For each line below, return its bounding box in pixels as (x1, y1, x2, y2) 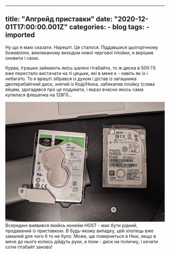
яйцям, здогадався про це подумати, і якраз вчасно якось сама (5, 86, 144, 92)
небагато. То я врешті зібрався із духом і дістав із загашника (5, 76, 137, 82)
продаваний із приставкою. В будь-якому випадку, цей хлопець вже (5, 228, 154, 234)
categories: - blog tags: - (69, 23, 150, 31)
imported (5, 31, 35, 40)
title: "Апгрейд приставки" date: (5, 15, 113, 23)
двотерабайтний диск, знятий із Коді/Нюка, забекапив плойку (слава (5, 81, 155, 87)
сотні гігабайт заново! (5, 244, 53, 250)
